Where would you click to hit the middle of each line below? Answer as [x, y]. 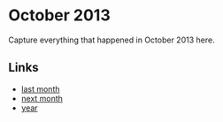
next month [42, 98]
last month [40, 88]
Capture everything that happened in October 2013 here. [111, 40]
